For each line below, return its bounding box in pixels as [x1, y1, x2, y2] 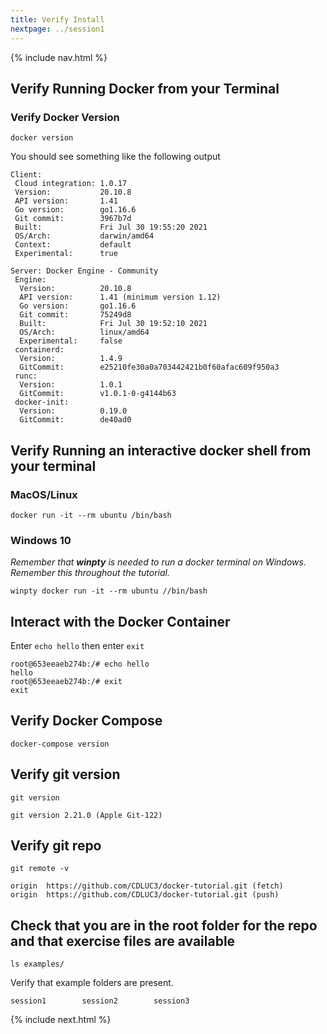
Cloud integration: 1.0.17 [14, 179, 128, 189]
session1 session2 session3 [10, 996, 190, 1006]
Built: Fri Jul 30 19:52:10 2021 [19, 319, 208, 329]
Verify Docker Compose [10, 712, 163, 730]
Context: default [14, 240, 132, 250]
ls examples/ [10, 959, 65, 970]
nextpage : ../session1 [10, 24, 105, 34]
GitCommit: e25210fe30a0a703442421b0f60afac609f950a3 [19, 362, 280, 373]
